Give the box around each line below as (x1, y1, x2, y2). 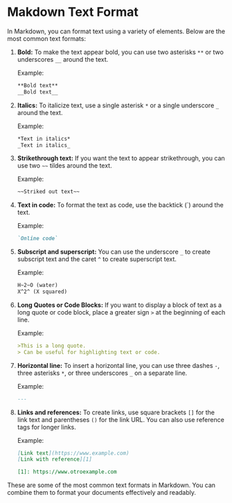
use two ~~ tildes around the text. (17, 161, 112, 170)
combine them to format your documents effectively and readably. (7, 488, 196, 497)
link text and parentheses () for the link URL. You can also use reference (17, 415, 225, 423)
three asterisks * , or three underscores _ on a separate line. (17, 369, 188, 377)
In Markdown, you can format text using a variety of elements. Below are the (7, 27, 226, 35)
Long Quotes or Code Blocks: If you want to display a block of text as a (17, 301, 222, 309)
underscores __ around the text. (17, 55, 109, 63)
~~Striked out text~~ (17, 188, 80, 195)
